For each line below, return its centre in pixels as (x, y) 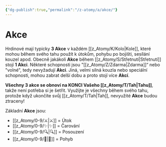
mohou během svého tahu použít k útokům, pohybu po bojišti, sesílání (77, 54)
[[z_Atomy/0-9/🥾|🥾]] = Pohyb (43, 139)
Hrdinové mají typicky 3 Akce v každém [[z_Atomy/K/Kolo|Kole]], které (78, 49)
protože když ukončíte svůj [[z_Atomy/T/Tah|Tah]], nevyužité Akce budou (81, 95)
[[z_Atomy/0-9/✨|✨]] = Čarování (46, 125)
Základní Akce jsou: (26, 110)
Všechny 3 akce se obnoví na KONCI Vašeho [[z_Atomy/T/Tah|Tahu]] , (79, 85)
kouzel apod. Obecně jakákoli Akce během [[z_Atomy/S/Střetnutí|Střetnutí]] (83, 59)
